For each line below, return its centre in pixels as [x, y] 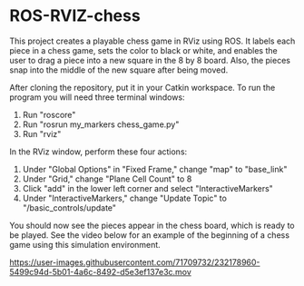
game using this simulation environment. [85, 244]
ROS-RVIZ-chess [75, 16]
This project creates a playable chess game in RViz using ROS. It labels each [152, 41]
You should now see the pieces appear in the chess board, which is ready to [152, 225]
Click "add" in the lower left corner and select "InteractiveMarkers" [148, 188]
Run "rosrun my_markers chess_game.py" [101, 124]
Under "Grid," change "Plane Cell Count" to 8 [107, 179]
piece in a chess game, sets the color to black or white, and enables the [144, 50]
